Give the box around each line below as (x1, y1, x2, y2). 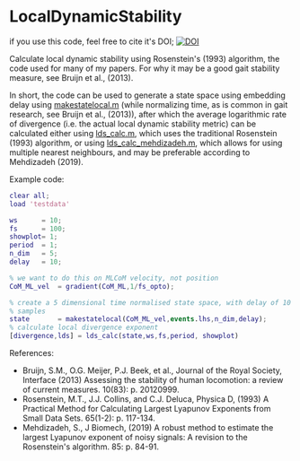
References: (9, 348, 54, 359)
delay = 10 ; (9, 257, 63, 266)
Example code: (9, 173, 65, 185)
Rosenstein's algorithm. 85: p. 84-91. (22, 441, 160, 452)
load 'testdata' (9, 199, 70, 208)
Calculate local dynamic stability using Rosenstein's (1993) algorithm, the (9, 53, 280, 64)
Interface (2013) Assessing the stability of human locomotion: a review (22, 375, 284, 386)
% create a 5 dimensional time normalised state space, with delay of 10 (9, 298, 292, 307)
